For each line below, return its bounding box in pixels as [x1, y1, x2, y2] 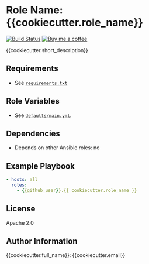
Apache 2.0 [6, 219, 34, 226]
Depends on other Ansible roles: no [14, 144, 100, 151]
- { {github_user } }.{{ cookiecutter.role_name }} [16, 187, 137, 193]
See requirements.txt [14, 79, 68, 86]
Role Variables [6, 96, 60, 106]
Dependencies [6, 128, 60, 138]
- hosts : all [6, 177, 38, 183]
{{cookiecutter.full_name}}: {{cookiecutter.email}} [6, 252, 126, 259]
